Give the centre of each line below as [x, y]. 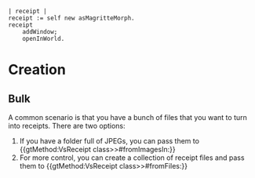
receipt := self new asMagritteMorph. [71, 18]
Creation [37, 70]
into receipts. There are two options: [67, 126]
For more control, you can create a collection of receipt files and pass [132, 158]
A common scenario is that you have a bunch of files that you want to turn [127, 117]
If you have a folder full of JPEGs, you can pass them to [109, 141]
